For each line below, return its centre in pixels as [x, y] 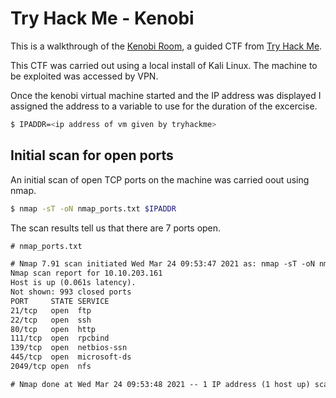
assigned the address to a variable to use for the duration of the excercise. [164, 106]
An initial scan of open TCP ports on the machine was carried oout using [160, 179]
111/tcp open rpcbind [60, 338]
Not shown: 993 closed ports [71, 292]
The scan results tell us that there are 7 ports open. [116, 228]
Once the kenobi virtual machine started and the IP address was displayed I [166, 95]
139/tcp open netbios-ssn [69, 348]
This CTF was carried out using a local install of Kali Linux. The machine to [164, 65]
